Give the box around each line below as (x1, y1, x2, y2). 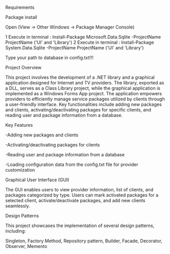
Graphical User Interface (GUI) (5, 177, 70, 183)
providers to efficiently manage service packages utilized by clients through (5, 96, 165, 102)
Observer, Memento (5, 243, 47, 249)
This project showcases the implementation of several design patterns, (5, 222, 155, 229)
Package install (5, 14, 37, 20)
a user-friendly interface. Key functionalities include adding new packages (5, 101, 162, 107)
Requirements (5, 5, 35, 10)
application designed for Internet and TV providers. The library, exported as (5, 80, 164, 86)
